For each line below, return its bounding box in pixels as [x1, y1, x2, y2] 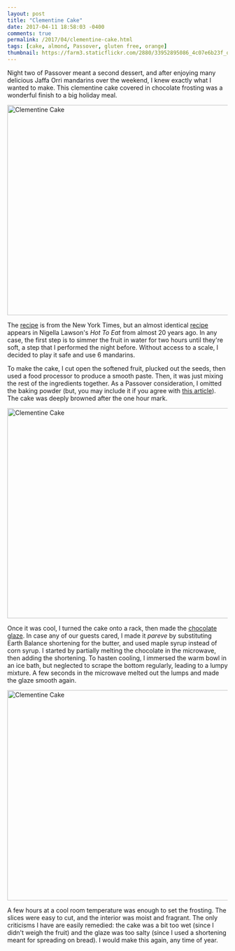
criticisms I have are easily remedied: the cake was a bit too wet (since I [7, 921, 215, 929]
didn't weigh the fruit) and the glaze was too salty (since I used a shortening [7, 928, 227, 936]
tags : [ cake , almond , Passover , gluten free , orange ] [7, 43, 168, 50]
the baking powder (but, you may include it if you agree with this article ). [7, 386, 217, 395]
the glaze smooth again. [7, 676, 77, 684]
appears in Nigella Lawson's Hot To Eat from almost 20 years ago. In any [7, 328, 218, 336]
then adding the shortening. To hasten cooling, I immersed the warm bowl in [7, 653, 227, 662]
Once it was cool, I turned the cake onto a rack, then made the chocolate [7, 624, 218, 632]
